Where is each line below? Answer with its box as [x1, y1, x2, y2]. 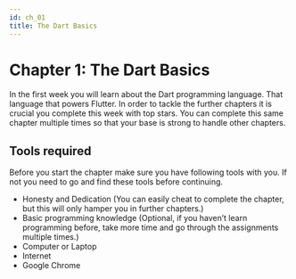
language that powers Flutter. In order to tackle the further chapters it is [9, 99, 272, 110]
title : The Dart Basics [9, 21, 98, 30]
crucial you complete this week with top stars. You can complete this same [9, 108, 284, 119]
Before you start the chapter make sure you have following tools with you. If [9, 167, 287, 178]
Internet [21, 250, 52, 261]
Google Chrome [21, 260, 81, 271]
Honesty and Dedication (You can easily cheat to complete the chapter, [21, 193, 284, 205]
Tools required [9, 144, 92, 159]
